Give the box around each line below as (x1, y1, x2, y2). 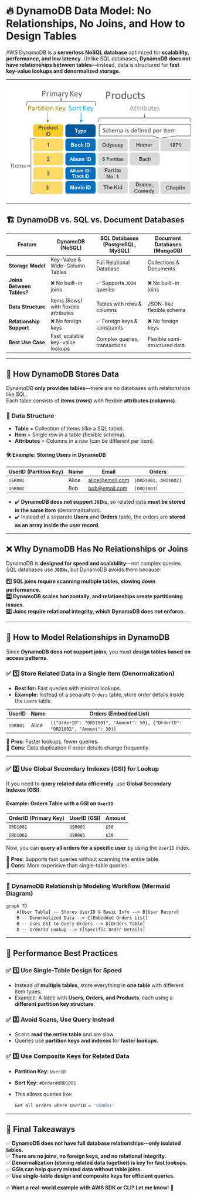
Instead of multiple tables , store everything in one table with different (14, 982, 184, 989)
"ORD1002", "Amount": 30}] (50, 726, 117, 732)
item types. (14, 988, 42, 995)
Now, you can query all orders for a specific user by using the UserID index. (6, 845, 191, 852)
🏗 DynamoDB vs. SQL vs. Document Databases (6, 215, 185, 225)
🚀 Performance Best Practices (6, 948, 118, 958)
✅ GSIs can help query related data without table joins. (6, 1166, 142, 1173)
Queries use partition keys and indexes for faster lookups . (14, 1037, 158, 1045)
